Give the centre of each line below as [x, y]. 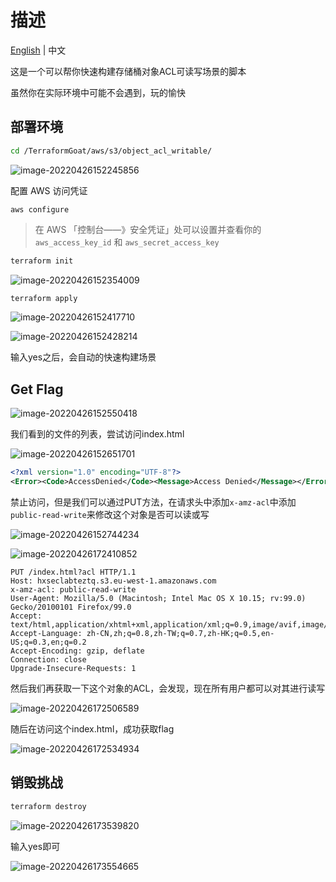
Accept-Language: [46, 633]
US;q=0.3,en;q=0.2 [48, 642]
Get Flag [37, 389]
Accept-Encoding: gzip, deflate [77, 651]
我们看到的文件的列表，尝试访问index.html [97, 434]
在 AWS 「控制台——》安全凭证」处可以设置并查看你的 [148, 229]
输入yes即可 [35, 846]
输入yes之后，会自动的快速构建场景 [83, 357]
